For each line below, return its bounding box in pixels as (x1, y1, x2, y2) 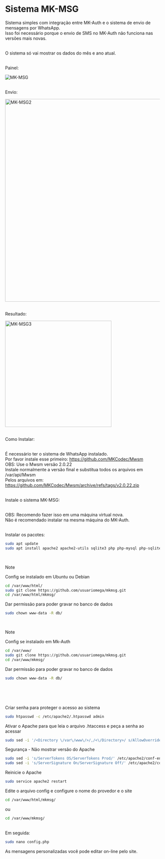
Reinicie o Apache (5, 770, 42, 775)
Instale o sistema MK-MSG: (5, 497, 60, 503)
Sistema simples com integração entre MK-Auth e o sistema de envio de (5, 20, 151, 26)
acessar (5, 728, 21, 734)
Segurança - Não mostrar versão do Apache (5, 746, 95, 752)
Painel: (5, 65, 19, 71)
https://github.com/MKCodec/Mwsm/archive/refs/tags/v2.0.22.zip (5, 482, 139, 488)
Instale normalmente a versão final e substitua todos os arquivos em (5, 466, 143, 472)
